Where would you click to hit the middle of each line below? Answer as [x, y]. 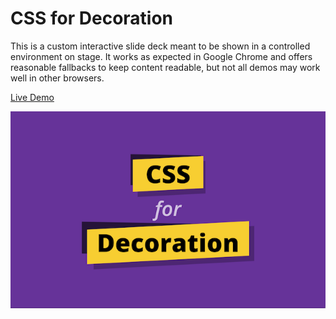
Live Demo [32, 97]
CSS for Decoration [92, 18]
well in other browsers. [57, 78]
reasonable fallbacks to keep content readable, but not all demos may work [165, 67]
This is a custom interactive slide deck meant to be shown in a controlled [160, 46]
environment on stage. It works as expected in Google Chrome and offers [161, 56]
